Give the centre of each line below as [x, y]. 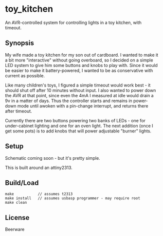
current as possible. [25, 75]
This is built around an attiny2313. [39, 168]
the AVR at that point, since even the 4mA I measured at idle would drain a [80, 95]
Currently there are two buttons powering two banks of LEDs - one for [75, 120]
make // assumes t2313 [39, 194]
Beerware [15, 229]
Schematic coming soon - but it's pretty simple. [53, 158]
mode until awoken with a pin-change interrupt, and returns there [83, 106]
